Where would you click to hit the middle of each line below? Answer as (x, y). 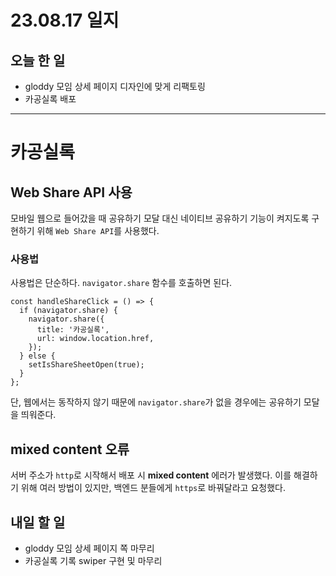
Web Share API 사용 (71, 192)
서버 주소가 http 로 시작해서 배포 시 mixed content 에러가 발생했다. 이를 (151, 475)
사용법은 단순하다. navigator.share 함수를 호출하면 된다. (121, 283)
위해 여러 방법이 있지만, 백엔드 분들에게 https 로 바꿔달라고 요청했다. (153, 488)
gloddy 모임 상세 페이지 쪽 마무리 (89, 548)
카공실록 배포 (50, 99)
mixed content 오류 (70, 449)
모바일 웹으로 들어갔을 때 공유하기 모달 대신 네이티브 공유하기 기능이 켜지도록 (160, 218)
